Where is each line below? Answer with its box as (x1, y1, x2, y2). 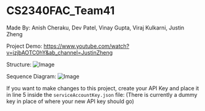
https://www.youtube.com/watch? (43, 42, 130, 50)
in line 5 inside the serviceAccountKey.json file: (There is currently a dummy (6, 91, 198, 98)
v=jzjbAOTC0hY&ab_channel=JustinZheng (6, 48, 113, 56)
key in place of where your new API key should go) (6, 98, 135, 105)
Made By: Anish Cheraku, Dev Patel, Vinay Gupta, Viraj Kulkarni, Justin (6, 24, 185, 31)
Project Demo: (6, 42, 43, 50)
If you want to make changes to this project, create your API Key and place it (6, 84, 199, 92)
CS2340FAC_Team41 (6, 4, 115, 18)
